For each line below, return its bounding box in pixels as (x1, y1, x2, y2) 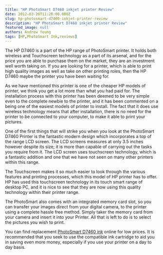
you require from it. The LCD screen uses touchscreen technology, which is (5, 149, 157, 154)
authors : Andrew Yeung (5, 30, 51, 34)
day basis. (5, 244, 26, 250)
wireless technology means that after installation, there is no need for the (5, 108, 152, 114)
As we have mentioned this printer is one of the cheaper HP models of (5, 83, 146, 88)
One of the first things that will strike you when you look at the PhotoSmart (5, 128, 155, 134)
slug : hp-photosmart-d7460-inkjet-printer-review (5, 16, 108, 21)
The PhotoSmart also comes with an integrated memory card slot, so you (5, 199, 152, 204)
